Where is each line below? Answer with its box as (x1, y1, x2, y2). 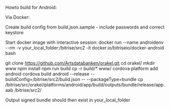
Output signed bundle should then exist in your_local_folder (5, 97, 130, 103)
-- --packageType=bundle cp (81, 76, 143, 82)
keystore (5, 30, 24, 35)
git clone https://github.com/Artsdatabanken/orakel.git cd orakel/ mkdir (5, 60, 155, 66)
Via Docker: (5, 14, 30, 20)
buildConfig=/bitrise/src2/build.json (5, 76, 81, 82)
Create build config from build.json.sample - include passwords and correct (5, 24, 165, 30)
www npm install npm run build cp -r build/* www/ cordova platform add (5, 66, 158, 71)
